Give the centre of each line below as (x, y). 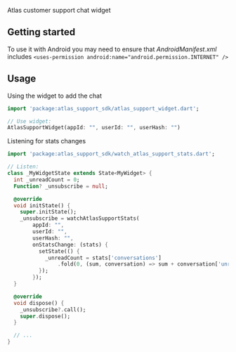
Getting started (41, 32)
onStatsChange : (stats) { (71, 245)
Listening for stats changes (47, 141)
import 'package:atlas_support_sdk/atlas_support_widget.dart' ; (103, 108)
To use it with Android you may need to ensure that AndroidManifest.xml (112, 49)
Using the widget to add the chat (55, 96)
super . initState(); (48, 212)
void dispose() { (39, 303)
